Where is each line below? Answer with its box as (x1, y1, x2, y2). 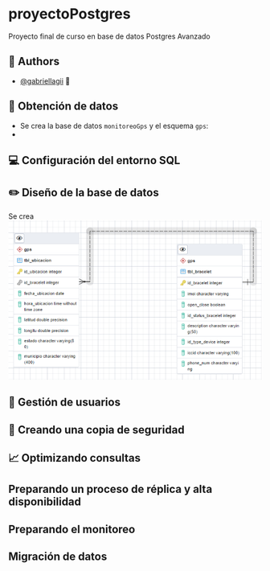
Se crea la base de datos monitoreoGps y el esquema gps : (19, 121, 209, 130)
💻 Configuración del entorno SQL (8, 154, 181, 167)
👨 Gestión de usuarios (8, 396, 121, 409)
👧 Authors (8, 55, 60, 68)
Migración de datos (8, 550, 108, 564)
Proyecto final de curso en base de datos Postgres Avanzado (8, 31, 211, 41)
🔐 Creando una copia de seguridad (8, 423, 185, 437)
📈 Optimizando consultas (8, 451, 141, 465)
